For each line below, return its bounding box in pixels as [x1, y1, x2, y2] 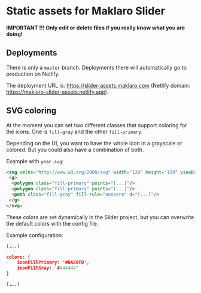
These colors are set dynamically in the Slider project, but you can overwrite [6, 213, 194, 220]
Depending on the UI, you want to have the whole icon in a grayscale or [6, 139, 182, 146]
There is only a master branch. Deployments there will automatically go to [6, 64, 187, 71]
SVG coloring [6, 106, 57, 116]
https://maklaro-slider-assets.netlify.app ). [6, 88, 109, 95]
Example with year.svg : [6, 157, 64, 165]
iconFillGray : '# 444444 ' [17, 265, 79, 271]
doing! [6, 30, 23, 37]
